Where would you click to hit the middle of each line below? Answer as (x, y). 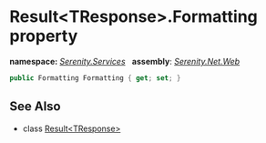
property (44, 36)
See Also (35, 107)
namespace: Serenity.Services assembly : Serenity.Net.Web (125, 61)
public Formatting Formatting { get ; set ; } (95, 78)
